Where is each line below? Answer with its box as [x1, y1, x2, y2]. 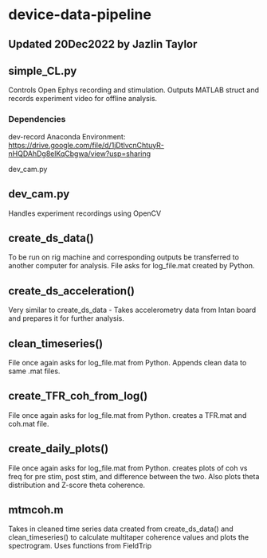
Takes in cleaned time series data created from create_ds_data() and [8, 524, 234, 534]
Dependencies [8, 114, 66, 125]
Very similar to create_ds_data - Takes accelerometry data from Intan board [8, 305, 257, 315]
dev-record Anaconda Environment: [8, 131, 126, 141]
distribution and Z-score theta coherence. [8, 480, 146, 490]
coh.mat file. [8, 419, 49, 428]
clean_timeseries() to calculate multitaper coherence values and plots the [8, 533, 249, 542]
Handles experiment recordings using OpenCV [8, 209, 162, 218]
